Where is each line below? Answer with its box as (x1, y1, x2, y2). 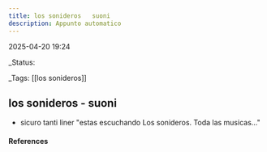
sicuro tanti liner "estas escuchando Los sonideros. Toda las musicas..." (19, 118, 261, 128)
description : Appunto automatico (8, 19, 122, 27)
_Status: (8, 57, 36, 67)
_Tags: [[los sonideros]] (8, 73, 87, 82)
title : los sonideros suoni (8, 11, 111, 20)
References (8, 136, 49, 146)
